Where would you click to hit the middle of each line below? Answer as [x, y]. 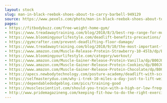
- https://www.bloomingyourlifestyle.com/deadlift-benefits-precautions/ [83, 38]
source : [13, 19]
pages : [11, 24]
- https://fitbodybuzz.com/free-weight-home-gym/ [57, 28]
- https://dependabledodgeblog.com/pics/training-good [63, 83]
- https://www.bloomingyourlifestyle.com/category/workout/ [69, 56]
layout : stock [19, 10]
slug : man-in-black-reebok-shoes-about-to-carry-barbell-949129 [73, 14]
